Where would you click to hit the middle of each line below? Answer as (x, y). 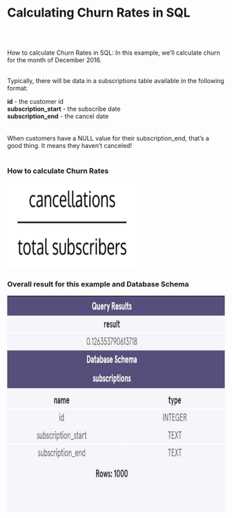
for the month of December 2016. (55, 59)
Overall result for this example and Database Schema (98, 284)
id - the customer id (35, 101)
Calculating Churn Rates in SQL (99, 13)
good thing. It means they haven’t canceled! (70, 145)
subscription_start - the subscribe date (64, 109)
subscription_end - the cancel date (58, 116)
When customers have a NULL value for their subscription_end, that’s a (108, 138)
